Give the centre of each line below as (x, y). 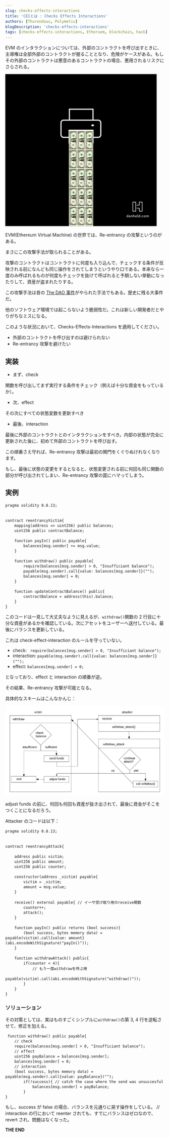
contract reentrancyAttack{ (35, 846)
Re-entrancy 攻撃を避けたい (42, 344)
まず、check (25, 374)
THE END (15, 1130)
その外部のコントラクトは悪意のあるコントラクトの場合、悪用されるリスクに (85, 60)
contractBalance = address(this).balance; (69, 596)
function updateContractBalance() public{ (60, 591)
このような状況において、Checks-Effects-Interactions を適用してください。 (84, 327)
